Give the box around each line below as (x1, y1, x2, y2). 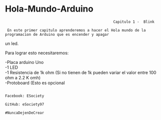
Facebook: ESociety (5, 93, 44, 98)
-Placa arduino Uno (5, 59, 44, 65)
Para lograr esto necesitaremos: (5, 50, 69, 56)
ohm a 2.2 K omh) (5, 75, 41, 80)
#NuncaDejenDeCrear (5, 110, 44, 115)
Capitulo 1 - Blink (113, 19, 155, 24)
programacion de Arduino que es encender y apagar (5, 32, 109, 37)
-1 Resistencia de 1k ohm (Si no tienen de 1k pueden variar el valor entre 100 (5, 69, 157, 75)
